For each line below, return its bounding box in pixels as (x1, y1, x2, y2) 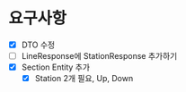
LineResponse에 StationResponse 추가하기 (21, 51, 178, 61)
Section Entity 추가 (21, 62, 91, 72)
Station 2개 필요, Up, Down (34, 73, 134, 84)
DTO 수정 (21, 39, 56, 50)
